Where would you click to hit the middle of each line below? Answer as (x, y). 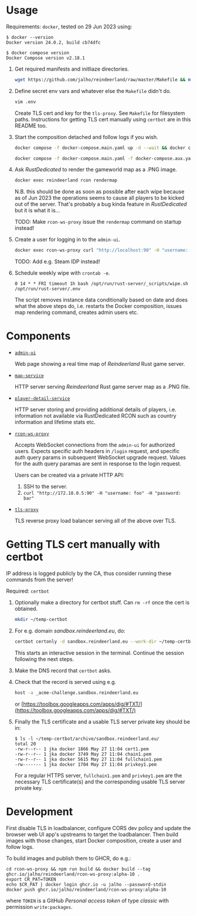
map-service (29, 376)
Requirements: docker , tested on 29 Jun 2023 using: (69, 27)
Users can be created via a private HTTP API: (69, 475)
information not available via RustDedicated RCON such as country (96, 416)
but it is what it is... (37, 210)
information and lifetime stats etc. (55, 422)
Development (40, 811)
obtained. (26, 609)
